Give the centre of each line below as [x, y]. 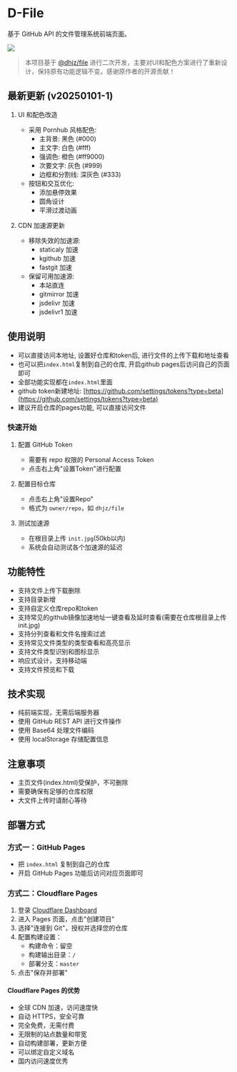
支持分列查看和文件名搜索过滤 [61, 633]
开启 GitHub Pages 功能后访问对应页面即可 [81, 873]
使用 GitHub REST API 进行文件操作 [69, 721]
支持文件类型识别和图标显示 [59, 651]
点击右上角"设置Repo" [61, 499]
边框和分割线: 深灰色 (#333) [80, 174]
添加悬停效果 [58, 192]
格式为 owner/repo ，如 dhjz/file [76, 508]
